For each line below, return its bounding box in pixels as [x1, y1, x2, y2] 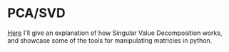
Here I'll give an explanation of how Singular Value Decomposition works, [7, 28, 223, 37]
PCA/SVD [7, 5, 66, 21]
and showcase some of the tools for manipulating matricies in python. [7, 36, 213, 44]
